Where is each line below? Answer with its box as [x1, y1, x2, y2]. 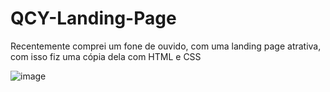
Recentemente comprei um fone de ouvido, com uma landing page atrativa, [10, 40, 322, 52]
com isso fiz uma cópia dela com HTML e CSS [10, 50, 202, 62]
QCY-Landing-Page [10, 7, 177, 30]
